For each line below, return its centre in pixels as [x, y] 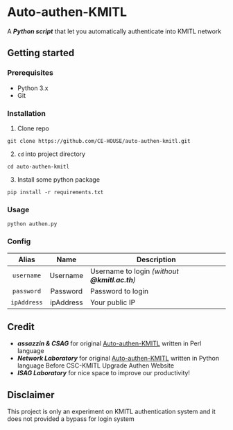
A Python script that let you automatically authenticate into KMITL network [114, 31]
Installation [27, 113]
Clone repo [33, 128]
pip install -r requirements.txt [55, 192]
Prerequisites [30, 73]
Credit [21, 327]
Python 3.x [33, 88]
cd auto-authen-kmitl [38, 166]
